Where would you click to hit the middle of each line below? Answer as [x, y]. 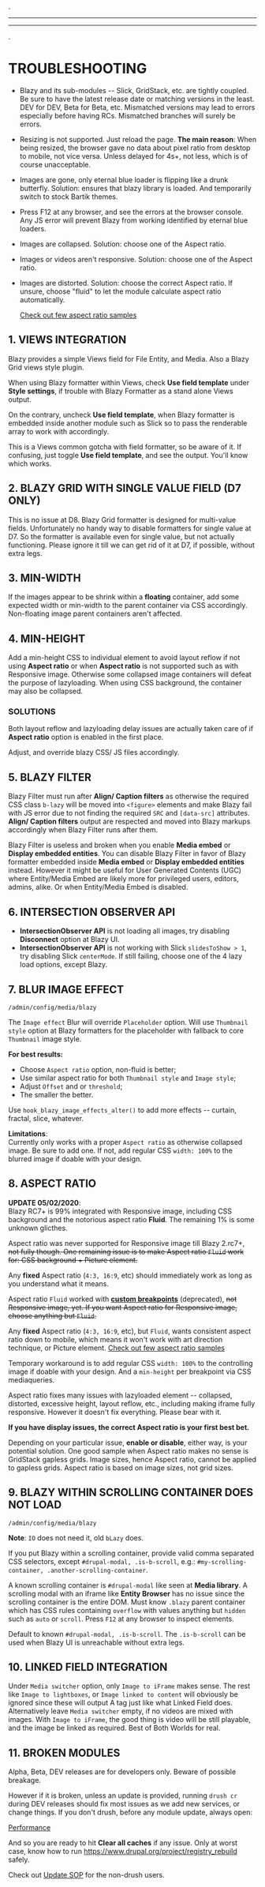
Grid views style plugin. [46, 367]
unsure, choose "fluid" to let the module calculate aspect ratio [120, 291]
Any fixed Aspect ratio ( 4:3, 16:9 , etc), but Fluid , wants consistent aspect [130, 1331]
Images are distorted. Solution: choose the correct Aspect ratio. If [126, 283]
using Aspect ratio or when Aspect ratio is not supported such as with [123, 666]
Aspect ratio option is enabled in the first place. [86, 737]
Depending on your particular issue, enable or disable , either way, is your [128, 1442]
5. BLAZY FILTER [50, 777]
